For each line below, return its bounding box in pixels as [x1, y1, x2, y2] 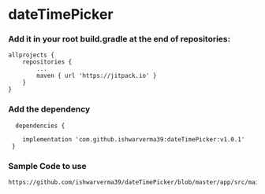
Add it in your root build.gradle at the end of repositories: [8, 34, 231, 45]
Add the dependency [8, 104, 91, 115]
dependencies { [15, 122, 65, 130]
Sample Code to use [8, 160, 87, 171]
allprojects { [8, 51, 55, 60]
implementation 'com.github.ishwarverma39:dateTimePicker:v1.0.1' [22, 135, 245, 143]
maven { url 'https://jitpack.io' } [36, 72, 157, 80]
